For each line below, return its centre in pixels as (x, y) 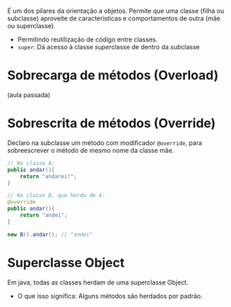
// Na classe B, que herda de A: (56, 196)
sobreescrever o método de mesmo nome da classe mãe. (91, 150)
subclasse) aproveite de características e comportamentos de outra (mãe (114, 18)
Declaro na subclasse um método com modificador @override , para (105, 143)
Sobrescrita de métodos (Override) (112, 124)
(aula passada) (29, 94)
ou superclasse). (32, 26)
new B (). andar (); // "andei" (50, 234)
